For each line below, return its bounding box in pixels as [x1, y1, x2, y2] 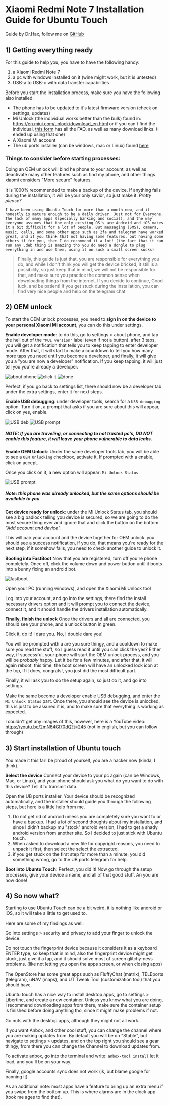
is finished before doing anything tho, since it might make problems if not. [5, 1007, 158, 1014]
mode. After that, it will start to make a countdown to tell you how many [5, 347, 153, 353]
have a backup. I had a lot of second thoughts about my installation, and [12, 819, 163, 825]
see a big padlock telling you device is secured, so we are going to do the [5, 514, 158, 520]
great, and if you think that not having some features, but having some [5, 234, 164, 239]
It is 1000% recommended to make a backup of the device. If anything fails [5, 187, 161, 193]
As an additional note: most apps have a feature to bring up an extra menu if [5, 1083, 163, 1090]
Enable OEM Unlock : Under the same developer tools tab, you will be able [5, 448, 159, 454]
